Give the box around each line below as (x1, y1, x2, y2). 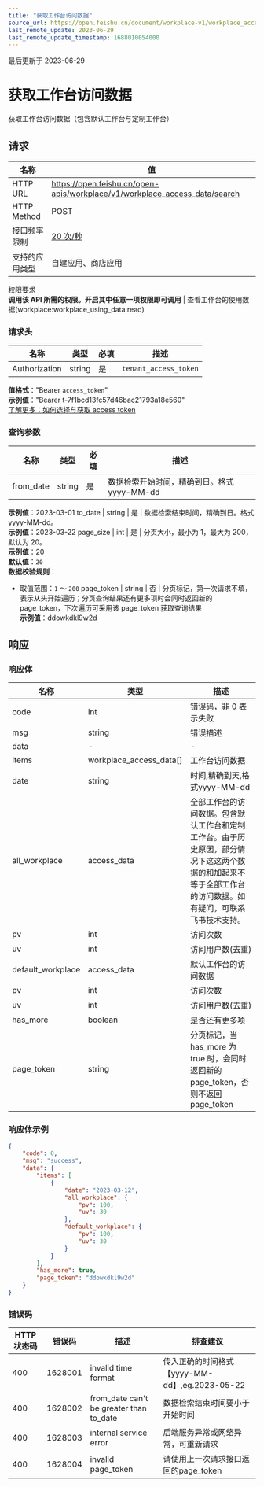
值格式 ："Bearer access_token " (8, 386, 108, 395)
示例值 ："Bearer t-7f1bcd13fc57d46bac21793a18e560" (8, 395, 185, 405)
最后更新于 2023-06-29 (8, 56, 85, 65)
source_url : (8, 19, 47, 27)
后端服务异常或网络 (163, 1427, 234, 1438)
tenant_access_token (121, 364, 199, 374)
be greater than (90, 1403, 148, 1414)
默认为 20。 (8, 537, 47, 547)
